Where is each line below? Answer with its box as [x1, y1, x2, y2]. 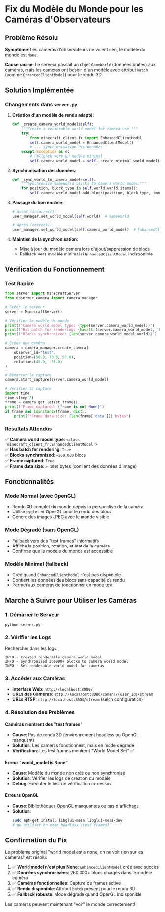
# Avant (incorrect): [12, 209, 56, 214]
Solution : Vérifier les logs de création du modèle [12, 775, 110, 781]
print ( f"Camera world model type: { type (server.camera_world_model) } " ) [5, 323, 155, 328]
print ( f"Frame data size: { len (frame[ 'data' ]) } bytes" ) [14, 413, 131, 419]
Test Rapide [5, 280, 34, 287]
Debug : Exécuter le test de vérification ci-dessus [12, 781, 111, 787]
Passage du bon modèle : [12, 200, 64, 206]
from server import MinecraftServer [5, 291, 80, 296]
